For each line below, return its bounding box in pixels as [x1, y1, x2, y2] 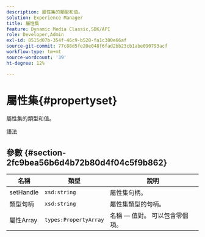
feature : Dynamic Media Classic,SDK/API [6, 26, 111, 32]
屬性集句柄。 [109, 189, 147, 197]
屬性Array [9, 216, 38, 225]
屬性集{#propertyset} [6, 93, 118, 108]
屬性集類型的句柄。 [109, 200, 165, 208]
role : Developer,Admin [6, 32, 64, 38]
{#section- [24, 147, 67, 158]
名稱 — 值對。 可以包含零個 [109, 211, 189, 220]
